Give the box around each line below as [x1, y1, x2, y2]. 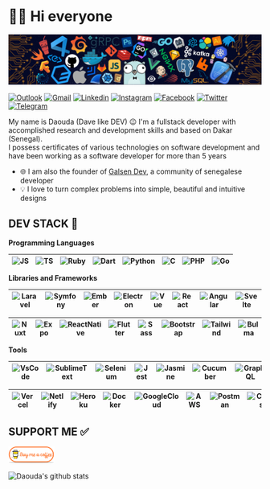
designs [19, 193, 47, 203]
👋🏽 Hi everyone [8, 7, 113, 26]
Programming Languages [8, 238, 95, 248]
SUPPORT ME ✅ [8, 425, 90, 438]
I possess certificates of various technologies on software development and [8, 142, 260, 152]
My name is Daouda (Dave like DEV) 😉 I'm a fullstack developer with [8, 117, 236, 127]
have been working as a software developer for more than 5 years [8, 151, 227, 161]
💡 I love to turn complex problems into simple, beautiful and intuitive [19, 184, 246, 194]
